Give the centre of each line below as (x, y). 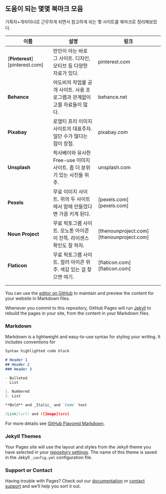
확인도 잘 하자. (69, 245)
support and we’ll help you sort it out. (43, 486)
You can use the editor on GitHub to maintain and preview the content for (80, 293)
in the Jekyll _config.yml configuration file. (49, 457)
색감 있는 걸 (73, 269)
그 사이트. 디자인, (72, 58)
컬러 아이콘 (72, 262)
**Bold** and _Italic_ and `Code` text (46, 405)
